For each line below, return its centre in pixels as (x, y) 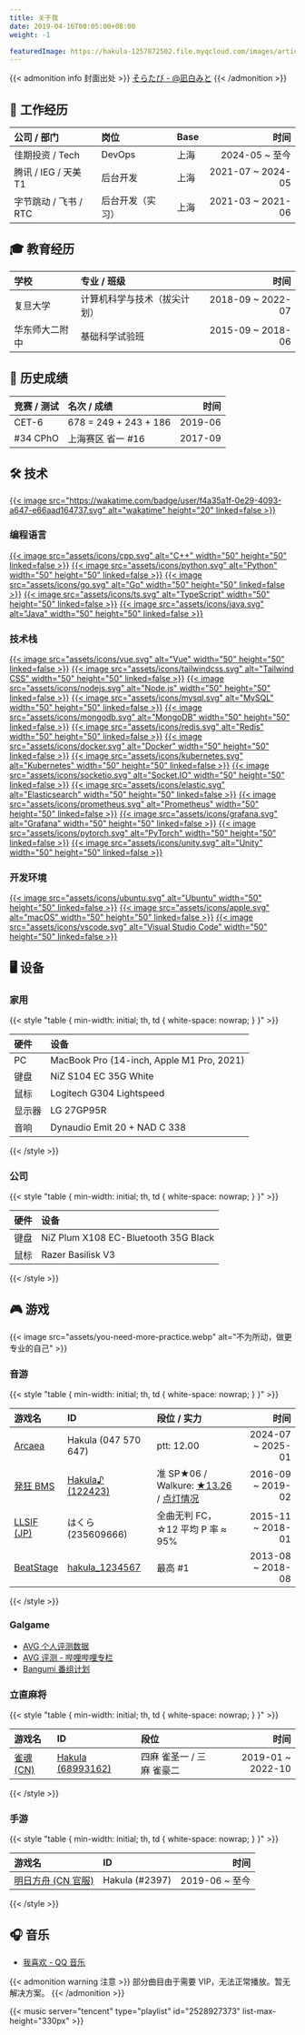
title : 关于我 (34, 18)
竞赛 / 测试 (36, 406)
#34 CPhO (36, 438)
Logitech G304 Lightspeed (108, 1093)
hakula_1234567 (104, 1567)
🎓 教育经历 (42, 250)
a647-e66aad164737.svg (56, 509)
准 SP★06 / (182, 1474)
